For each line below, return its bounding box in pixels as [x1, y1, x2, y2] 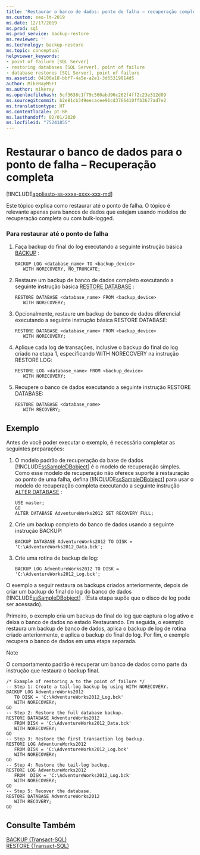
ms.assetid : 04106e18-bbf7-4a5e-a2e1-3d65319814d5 [6, 75, 135, 81]
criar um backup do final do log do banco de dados [6, 588, 132, 595]
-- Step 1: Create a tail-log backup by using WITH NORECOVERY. [6, 684, 169, 690]
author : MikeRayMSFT [6, 81, 58, 87]
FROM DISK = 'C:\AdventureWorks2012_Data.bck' [14, 720, 132, 727]
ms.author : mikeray [6, 87, 55, 92]
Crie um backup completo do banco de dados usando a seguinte [14, 521, 174, 528]
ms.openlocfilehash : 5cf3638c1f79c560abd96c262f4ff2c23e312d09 [6, 92, 167, 98]
